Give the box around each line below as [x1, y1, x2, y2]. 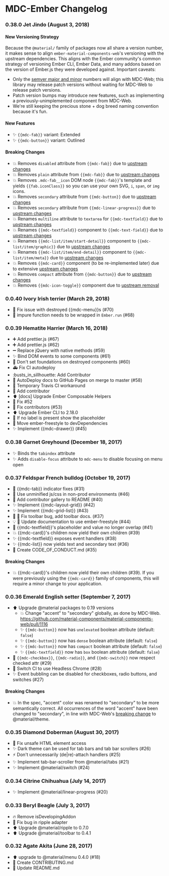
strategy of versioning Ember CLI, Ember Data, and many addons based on [5, 61, 161, 67]
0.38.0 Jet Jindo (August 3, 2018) [5, 21, 90, 28]
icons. [12, 188, 26, 194]
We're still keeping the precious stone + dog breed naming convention [12, 103, 159, 109]
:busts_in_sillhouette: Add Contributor [12, 372, 91, 378]
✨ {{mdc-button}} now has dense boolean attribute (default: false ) [20, 638, 158, 644]
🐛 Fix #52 [12, 399, 33, 405]
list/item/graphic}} [12, 244, 56, 250]
